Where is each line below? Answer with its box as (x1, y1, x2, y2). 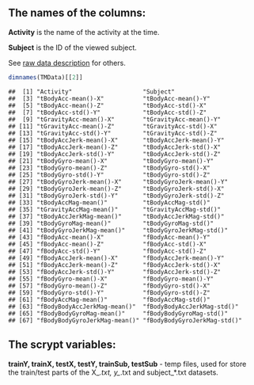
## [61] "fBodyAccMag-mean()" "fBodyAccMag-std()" (8, 295, 211, 303)
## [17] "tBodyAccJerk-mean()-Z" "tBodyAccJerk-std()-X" (8, 143, 222, 151)
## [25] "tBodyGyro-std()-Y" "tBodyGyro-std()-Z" (8, 170, 211, 179)
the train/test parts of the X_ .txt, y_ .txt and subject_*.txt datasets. (8, 368, 219, 377)
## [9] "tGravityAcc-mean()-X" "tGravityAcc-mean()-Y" (8, 115, 222, 124)
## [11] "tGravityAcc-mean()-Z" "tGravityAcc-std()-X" (8, 122, 218, 130)
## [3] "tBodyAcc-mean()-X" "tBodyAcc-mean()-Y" (8, 94, 211, 102)
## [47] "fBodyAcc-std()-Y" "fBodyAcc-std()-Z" (8, 247, 207, 255)
